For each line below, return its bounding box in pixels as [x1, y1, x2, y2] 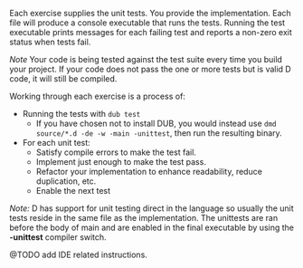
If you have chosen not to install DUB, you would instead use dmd [35, 118, 278, 129]
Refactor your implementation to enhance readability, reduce [35, 167, 262, 177]
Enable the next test [35, 186, 111, 196]
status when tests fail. [9, 36, 91, 47]
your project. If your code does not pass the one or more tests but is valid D [9, 63, 291, 74]
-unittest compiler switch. [9, 232, 107, 243]
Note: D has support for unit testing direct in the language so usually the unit [9, 203, 294, 214]
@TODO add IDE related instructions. [9, 249, 147, 260]
